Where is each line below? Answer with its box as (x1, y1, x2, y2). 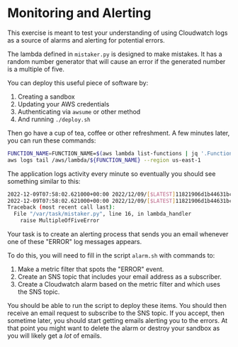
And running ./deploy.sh (17, 115, 91, 123)
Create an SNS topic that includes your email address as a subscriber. (17, 272, 222, 281)
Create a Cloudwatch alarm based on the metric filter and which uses (17, 280, 221, 289)
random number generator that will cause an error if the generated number (7, 57, 226, 65)
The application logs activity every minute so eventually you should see (7, 169, 216, 178)
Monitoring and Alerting (7, 5, 152, 21)
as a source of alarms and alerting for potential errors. (7, 35, 165, 44)
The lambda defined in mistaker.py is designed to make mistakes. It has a (7, 50, 222, 58)
